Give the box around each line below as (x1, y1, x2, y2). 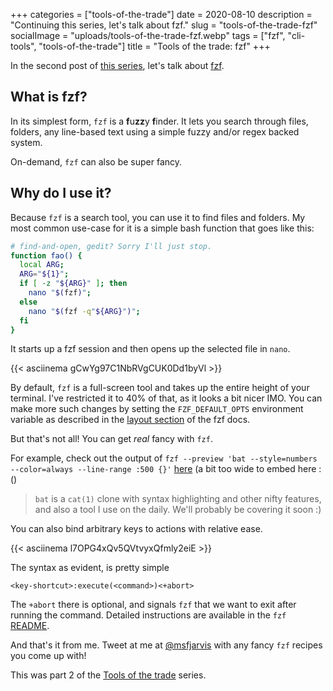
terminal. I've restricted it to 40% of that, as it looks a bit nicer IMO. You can (10, 392, 323, 404)
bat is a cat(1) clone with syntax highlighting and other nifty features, (34, 493, 322, 505)
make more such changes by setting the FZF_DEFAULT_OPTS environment (10, 403, 304, 415)
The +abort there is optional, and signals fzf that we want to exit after (10, 599, 297, 611)
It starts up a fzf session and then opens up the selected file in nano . (10, 343, 291, 355)
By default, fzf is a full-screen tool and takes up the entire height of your (10, 382, 310, 394)
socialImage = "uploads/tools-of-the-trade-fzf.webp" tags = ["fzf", (10, 30, 286, 41)
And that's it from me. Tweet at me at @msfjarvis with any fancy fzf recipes (10, 639, 323, 651)
